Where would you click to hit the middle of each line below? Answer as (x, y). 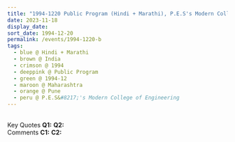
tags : (15, 46)
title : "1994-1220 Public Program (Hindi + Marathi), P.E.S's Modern (111, 14)
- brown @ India (37, 59)
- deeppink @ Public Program (56, 72)
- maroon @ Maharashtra (48, 85)
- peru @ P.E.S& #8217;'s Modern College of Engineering (97, 98)
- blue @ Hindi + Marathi (51, 53)
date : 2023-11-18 (33, 20)
